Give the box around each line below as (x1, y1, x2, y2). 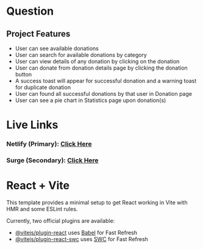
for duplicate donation (15, 84, 71, 91)
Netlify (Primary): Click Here (6, 140, 92, 148)
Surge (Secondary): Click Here (6, 156, 99, 165)
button (15, 71, 32, 78)
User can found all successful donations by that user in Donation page (15, 90, 192, 97)
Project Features (6, 29, 71, 39)
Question (6, 4, 54, 18)
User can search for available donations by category (15, 51, 148, 59)
